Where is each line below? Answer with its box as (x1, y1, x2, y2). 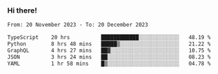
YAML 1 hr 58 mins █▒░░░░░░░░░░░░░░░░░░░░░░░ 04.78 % (7, 60, 211, 67)
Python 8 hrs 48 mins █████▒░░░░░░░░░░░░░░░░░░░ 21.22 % (7, 40, 211, 47)
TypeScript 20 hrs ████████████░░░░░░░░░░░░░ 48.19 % (7, 34, 211, 41)
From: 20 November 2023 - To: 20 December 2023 (7, 22, 149, 29)
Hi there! (7, 6, 38, 15)
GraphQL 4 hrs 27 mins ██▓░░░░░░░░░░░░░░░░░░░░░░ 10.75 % (7, 47, 211, 54)
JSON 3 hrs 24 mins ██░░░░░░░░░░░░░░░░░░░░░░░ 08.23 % (7, 53, 211, 61)
